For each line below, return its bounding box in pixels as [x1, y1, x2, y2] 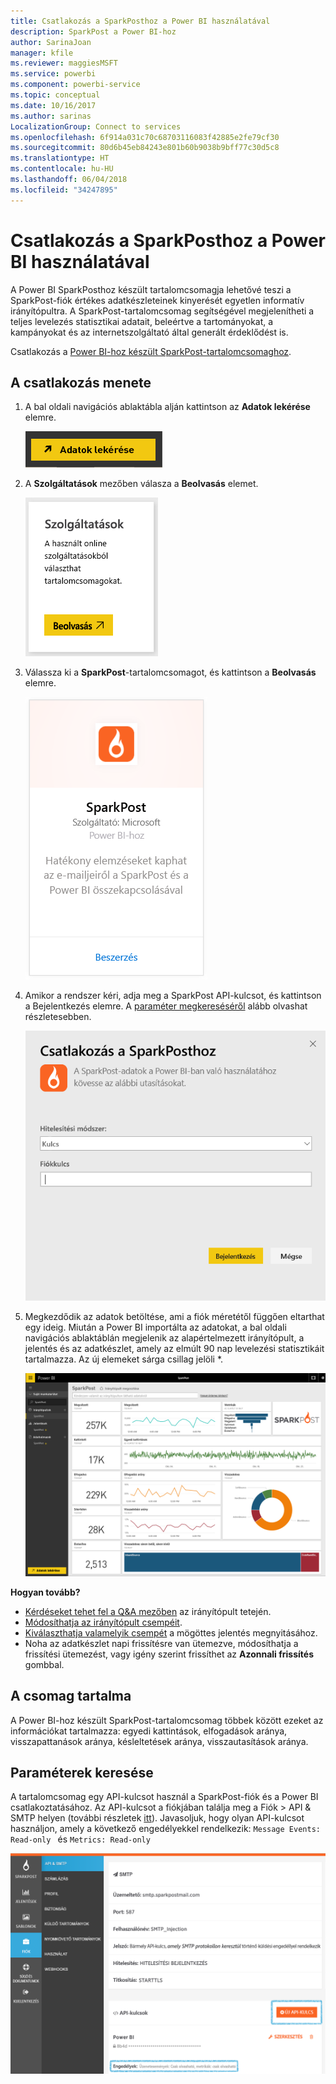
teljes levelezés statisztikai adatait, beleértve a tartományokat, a [10, 315, 274, 327]
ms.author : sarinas [10, 111, 92, 121]
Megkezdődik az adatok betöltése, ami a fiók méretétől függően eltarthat [24, 1311, 325, 1323]
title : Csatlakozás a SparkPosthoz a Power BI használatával [10, 16, 271, 26]
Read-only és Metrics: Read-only [10, 1833, 151, 1845]
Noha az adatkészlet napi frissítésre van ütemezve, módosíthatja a [24, 1637, 299, 1649]
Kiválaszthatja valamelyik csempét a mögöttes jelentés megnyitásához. [24, 1626, 318, 1639]
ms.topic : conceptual [10, 90, 101, 100]
